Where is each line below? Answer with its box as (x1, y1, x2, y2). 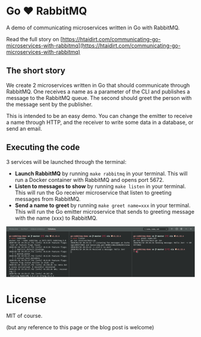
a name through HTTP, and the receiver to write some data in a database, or (6, 119, 194, 126)
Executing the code (6, 142, 80, 153)
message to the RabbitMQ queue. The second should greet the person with (6, 94, 192, 101)
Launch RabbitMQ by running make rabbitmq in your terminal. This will (14, 169, 188, 177)
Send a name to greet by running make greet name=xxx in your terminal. (14, 202, 191, 209)
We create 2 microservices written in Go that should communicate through (6, 81, 190, 89)
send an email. (6, 125, 42, 132)
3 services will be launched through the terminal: (6, 158, 127, 165)
